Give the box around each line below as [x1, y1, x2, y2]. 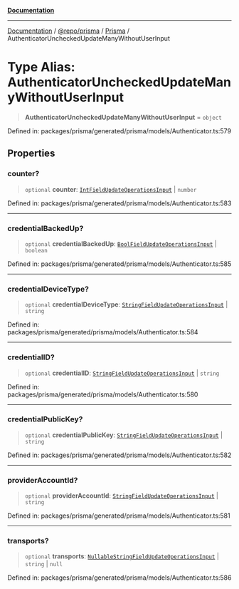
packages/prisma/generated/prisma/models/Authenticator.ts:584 [7, 328, 198, 337]
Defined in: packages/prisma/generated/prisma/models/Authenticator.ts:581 [7, 511, 230, 520]
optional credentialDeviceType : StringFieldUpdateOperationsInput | [24, 300, 228, 309]
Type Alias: [7, 59, 76, 76]
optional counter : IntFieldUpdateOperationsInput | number [24, 185, 197, 193]
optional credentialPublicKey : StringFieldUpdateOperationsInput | [24, 431, 223, 439]
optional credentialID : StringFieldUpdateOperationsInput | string [24, 369, 220, 377]
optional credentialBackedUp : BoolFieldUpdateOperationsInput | [24, 239, 217, 248]
